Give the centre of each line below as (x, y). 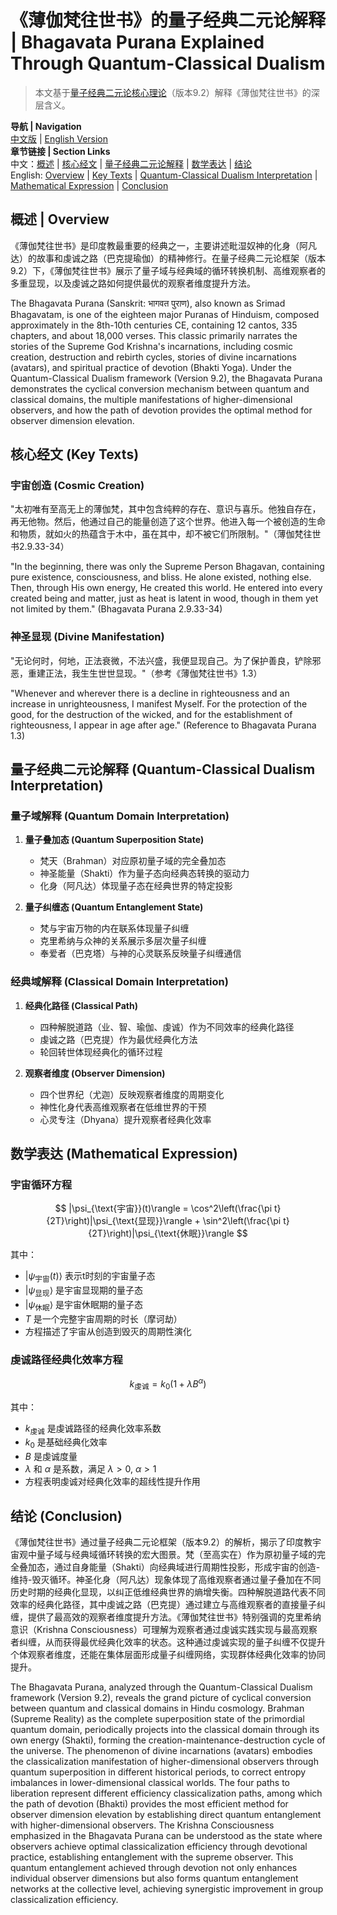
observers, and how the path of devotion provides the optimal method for (161, 410)
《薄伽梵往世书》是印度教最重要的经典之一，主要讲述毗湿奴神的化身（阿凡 (163, 245)
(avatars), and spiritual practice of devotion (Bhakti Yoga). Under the (151, 367)
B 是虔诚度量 (51, 1457)
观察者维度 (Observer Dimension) (95, 1073)
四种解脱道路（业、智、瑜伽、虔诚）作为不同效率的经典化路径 (167, 1027)
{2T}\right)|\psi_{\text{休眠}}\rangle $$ (168, 1233)
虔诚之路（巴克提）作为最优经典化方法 (118, 1039)
